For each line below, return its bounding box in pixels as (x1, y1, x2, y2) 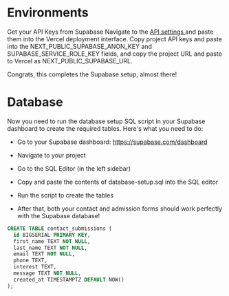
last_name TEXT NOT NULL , (13, 244, 88, 251)
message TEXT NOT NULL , (13, 270, 81, 277)
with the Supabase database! (17, 211, 100, 220)
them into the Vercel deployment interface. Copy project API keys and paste (7, 34, 222, 43)
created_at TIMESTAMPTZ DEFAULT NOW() (13, 276, 125, 283)
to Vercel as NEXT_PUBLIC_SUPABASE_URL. (7, 56, 133, 65)
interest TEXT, (13, 264, 57, 271)
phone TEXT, (13, 257, 48, 264)
